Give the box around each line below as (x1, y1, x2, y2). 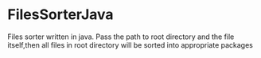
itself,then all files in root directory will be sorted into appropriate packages (7, 40, 254, 49)
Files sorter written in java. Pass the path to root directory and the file (7, 32, 235, 41)
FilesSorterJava (7, 6, 114, 24)
